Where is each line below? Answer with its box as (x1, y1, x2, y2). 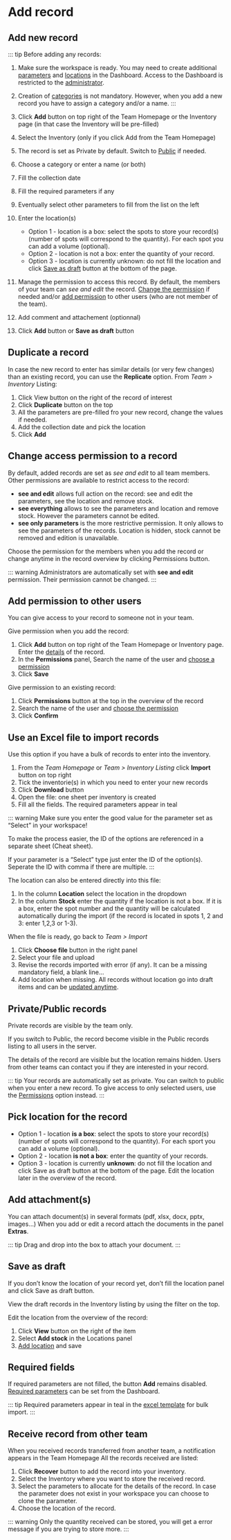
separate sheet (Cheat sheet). (8, 842, 93, 850)
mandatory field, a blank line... (17, 968, 104, 976)
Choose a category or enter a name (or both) (17, 160, 146, 168)
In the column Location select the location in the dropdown (17, 890, 187, 898)
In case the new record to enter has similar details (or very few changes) (8, 365, 215, 373)
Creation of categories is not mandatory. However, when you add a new (17, 92, 223, 100)
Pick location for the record (8, 1111, 128, 1123)
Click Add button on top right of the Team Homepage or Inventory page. (17, 641, 224, 649)
